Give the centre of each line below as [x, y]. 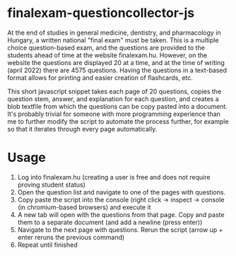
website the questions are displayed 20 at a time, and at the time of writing [116, 62]
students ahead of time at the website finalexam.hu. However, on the [107, 55]
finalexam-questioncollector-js [101, 13]
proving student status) [52, 185]
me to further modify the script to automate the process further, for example [118, 121]
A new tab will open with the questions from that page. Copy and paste [121, 214]
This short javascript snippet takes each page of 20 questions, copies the [114, 91]
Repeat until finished [47, 245]
